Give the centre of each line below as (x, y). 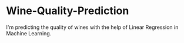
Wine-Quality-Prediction (68, 11)
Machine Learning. (29, 33)
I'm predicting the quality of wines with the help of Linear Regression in (92, 27)
